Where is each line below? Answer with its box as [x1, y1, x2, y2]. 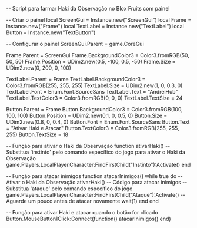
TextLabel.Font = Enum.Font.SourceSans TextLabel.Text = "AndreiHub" [6, 88, 178, 95]
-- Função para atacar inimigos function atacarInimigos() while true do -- [6, 173, 183, 179]
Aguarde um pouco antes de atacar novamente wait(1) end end [6, 197, 159, 204]
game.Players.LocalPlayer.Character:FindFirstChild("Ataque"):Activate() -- [6, 191, 186, 198]
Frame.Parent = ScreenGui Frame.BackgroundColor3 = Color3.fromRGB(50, [6, 52, 189, 58]
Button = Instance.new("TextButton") [6, 29, 96, 36]
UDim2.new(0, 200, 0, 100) [6, 64, 72, 71]
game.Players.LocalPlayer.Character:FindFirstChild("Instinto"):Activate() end [6, 161, 191, 168]
